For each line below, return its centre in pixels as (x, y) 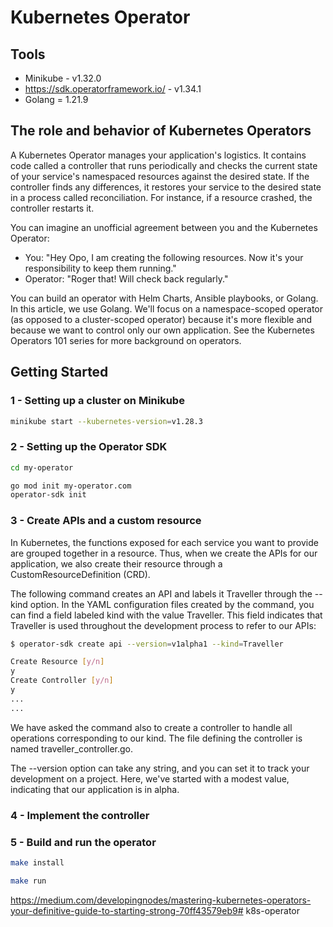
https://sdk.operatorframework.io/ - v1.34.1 (113, 89)
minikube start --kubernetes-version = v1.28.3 (106, 421)
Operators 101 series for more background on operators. (126, 340)
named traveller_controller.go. (71, 748)
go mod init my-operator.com (71, 486)
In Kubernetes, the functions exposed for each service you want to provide (164, 542)
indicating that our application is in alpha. (95, 789)
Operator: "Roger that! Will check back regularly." (126, 278)
